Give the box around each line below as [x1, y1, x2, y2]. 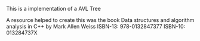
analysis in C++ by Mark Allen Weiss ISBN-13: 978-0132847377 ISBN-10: [6, 23, 186, 30]
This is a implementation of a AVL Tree [6, 5, 101, 12]
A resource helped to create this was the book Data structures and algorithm [6, 17, 195, 23]
